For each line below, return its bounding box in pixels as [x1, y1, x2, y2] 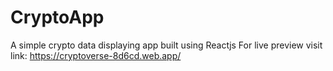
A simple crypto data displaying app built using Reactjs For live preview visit [10, 39, 323, 51]
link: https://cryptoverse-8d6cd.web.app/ [10, 49, 182, 61]
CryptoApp [10, 6, 105, 29]
